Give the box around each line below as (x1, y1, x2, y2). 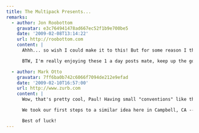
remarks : (6, 14, 28, 20)
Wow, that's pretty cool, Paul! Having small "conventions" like (21, 96, 187, 103)
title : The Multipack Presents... (6, 8, 92, 15)
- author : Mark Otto (11, 69, 62, 75)
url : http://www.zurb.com (17, 85, 81, 91)
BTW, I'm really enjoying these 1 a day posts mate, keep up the (21, 58, 187, 64)
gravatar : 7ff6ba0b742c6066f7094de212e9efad (17, 74, 129, 80)
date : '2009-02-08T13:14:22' (17, 31, 89, 37)
